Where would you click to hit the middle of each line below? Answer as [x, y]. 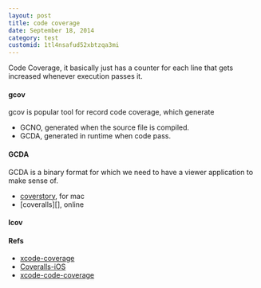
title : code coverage [44, 23]
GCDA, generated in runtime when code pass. [95, 136]
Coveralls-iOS [43, 267]
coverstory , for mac [52, 196]
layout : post [30, 16]
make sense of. [33, 181]
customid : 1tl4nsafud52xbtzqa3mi [64, 45]
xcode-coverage [47, 259]
